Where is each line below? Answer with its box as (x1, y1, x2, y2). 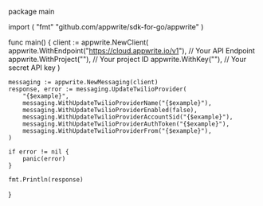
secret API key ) (8, 63, 61, 72)
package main (8, 7, 55, 16)
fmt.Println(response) (8, 176, 84, 184)
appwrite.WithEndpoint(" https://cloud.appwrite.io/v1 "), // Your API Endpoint (8, 46, 255, 55)
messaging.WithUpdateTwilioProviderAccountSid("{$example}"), (22, 113, 234, 121)
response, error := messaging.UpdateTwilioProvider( (8, 85, 187, 93)
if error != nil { (8, 148, 69, 156)
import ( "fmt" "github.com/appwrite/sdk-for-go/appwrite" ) (8, 22, 204, 31)
